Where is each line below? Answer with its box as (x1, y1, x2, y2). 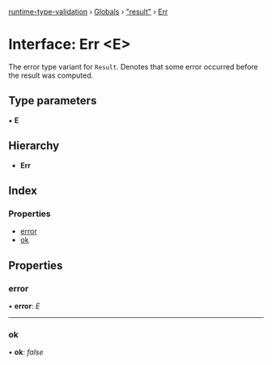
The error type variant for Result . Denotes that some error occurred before (8, 62, 259, 71)
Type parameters (8, 94, 97, 108)
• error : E (8, 301, 40, 311)
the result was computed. (8, 70, 94, 80)
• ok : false (8, 347, 44, 357)
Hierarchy (8, 139, 60, 153)
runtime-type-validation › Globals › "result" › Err (8, 7, 168, 16)
